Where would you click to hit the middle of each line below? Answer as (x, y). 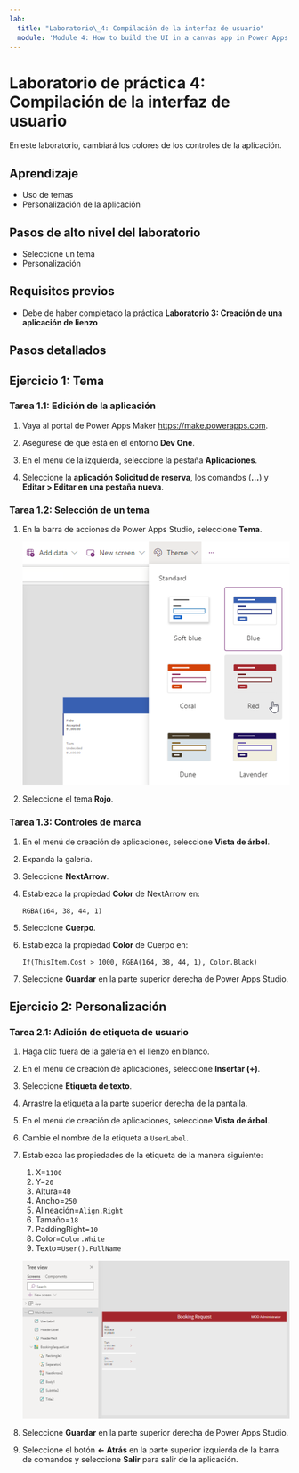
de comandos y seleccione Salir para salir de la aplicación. (130, 1459)
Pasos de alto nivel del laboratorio (105, 232)
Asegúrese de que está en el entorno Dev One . (109, 442)
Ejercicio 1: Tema (57, 380)
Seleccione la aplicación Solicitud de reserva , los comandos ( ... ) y (145, 477)
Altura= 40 (53, 1191)
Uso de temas (48, 195)
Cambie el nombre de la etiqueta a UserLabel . (105, 1138)
